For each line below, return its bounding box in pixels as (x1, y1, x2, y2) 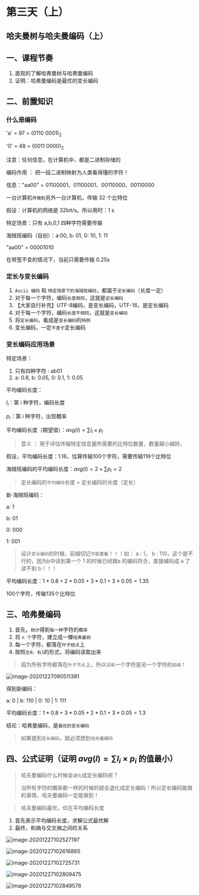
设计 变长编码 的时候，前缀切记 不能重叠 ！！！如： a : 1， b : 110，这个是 (20, 550, 188, 557)
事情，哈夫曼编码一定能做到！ (26, 792, 99, 799)
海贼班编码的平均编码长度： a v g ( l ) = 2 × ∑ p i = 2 (6, 465, 122, 474)
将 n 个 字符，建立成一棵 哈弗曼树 (14, 634, 91, 641)
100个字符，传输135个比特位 (6, 590, 76, 597)
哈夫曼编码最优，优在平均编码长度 (20, 804, 105, 811)
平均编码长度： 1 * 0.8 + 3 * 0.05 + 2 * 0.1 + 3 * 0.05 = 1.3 (6, 709, 146, 716)
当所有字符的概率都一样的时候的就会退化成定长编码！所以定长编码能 (20, 785, 188, 792)
